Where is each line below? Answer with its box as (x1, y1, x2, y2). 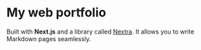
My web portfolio (6, 5, 106, 21)
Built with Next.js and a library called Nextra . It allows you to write (6, 27, 195, 36)
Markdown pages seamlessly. (6, 34, 91, 42)
